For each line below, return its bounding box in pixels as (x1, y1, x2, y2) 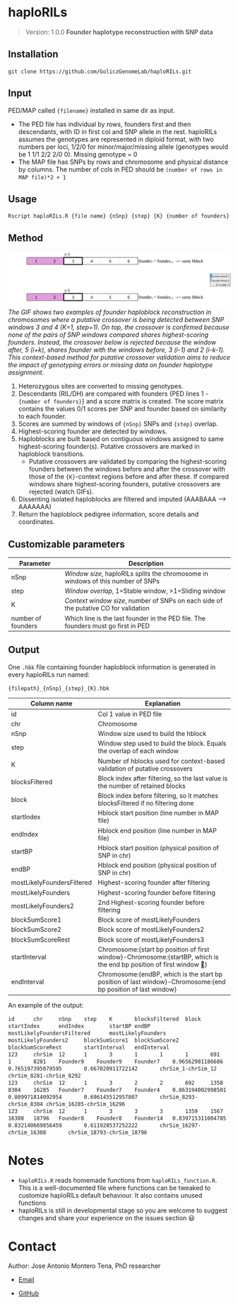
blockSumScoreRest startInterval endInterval (8, 1044, 170, 1051)
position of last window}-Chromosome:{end (97, 978, 226, 986)
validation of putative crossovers (97, 764, 193, 773)
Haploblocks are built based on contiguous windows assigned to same (18, 435, 225, 443)
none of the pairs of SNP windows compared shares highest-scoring (8, 330, 209, 339)
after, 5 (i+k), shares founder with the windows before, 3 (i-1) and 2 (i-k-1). (8, 345, 225, 355)
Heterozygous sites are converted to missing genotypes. (18, 382, 184, 391)
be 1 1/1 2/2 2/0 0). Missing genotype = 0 (18, 150, 138, 158)
